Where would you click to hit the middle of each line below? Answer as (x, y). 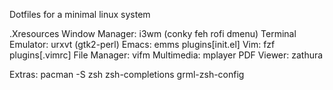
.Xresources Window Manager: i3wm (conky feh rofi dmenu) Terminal (153, 33)
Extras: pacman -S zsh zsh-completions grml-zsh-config (127, 74)
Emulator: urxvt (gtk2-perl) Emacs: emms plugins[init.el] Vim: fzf (142, 44)
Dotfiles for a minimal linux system (80, 14)
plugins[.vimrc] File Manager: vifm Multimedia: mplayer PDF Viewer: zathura (166, 55)
